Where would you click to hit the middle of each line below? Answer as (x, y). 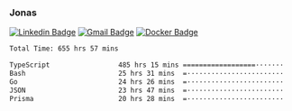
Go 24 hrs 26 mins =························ (146, 82)
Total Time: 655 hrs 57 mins (64, 49)
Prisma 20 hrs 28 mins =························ (146, 98)
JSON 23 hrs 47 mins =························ (146, 90)
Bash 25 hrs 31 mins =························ (146, 74)
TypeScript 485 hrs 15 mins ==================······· (146, 65)
